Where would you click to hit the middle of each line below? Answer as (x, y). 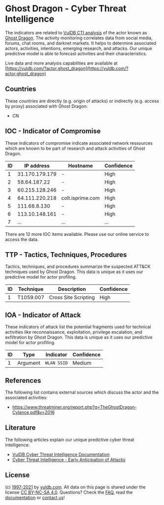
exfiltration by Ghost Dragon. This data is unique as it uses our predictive (79, 337)
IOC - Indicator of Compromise (53, 131)
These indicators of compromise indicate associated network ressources (79, 143)
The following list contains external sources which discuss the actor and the (82, 392)
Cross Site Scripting (72, 297)
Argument (29, 363)
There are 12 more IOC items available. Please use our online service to (77, 234)
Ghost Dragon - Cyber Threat (66, 9)
